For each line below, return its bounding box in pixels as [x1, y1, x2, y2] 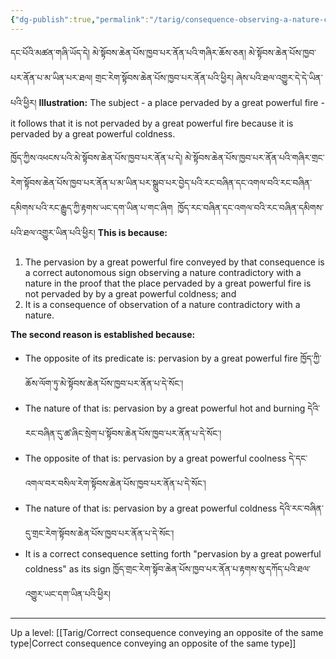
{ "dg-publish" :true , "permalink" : [10, 14, 150, 25]
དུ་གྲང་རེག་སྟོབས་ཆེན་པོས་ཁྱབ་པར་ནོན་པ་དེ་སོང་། [24, 527, 175, 539]
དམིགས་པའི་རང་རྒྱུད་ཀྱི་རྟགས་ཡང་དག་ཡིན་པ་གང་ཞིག [10, 201, 173, 213]
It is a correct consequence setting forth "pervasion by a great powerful [24, 547, 322, 560]
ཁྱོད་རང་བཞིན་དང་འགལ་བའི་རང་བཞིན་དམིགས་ [177, 201, 325, 213]
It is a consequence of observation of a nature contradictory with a [24, 298, 301, 310]
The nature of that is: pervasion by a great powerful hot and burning [24, 402, 306, 414]
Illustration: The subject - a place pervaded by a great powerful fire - [38, 96, 325, 108]
